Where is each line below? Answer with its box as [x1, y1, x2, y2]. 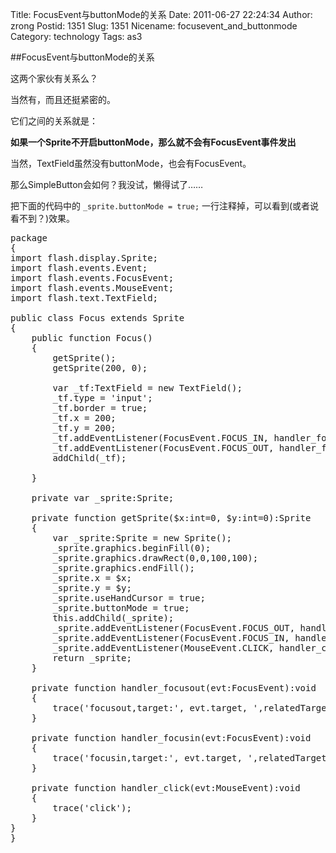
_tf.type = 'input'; [52, 393, 153, 403]
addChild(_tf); [52, 453, 127, 463]
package [10, 233, 48, 243]
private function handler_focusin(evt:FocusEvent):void [31, 733, 312, 743]
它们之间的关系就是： [10, 115, 98, 127]
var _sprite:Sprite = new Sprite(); [52, 533, 233, 543]
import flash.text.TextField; [10, 293, 159, 303]
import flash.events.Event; [10, 263, 148, 273]
